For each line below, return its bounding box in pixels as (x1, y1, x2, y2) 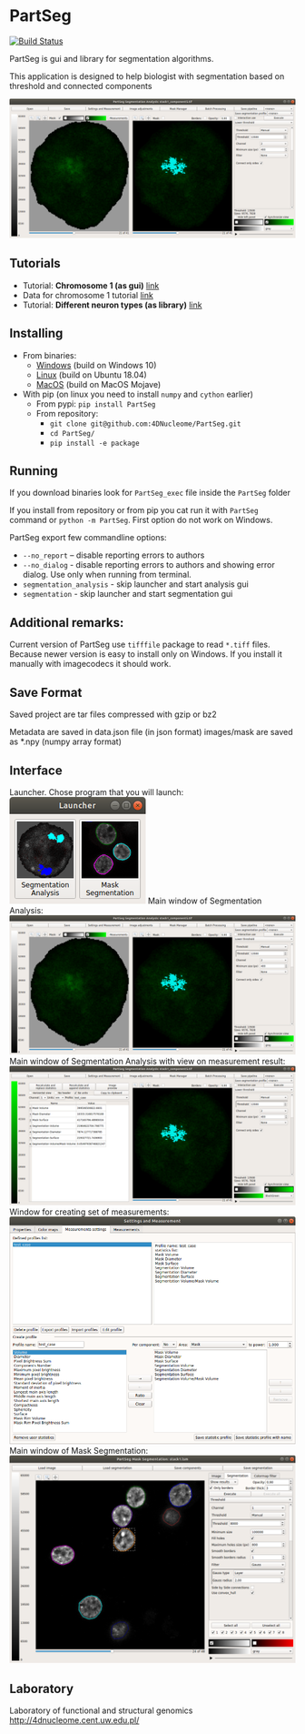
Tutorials (9, 256, 61, 271)
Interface (9, 762, 63, 778)
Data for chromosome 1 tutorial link (22, 289, 154, 300)
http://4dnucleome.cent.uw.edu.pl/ (9, 1714, 140, 1725)
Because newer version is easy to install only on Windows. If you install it (9, 649, 283, 660)
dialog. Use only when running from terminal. (22, 570, 192, 580)
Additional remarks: (9, 615, 124, 630)
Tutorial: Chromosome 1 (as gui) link (22, 279, 160, 291)
